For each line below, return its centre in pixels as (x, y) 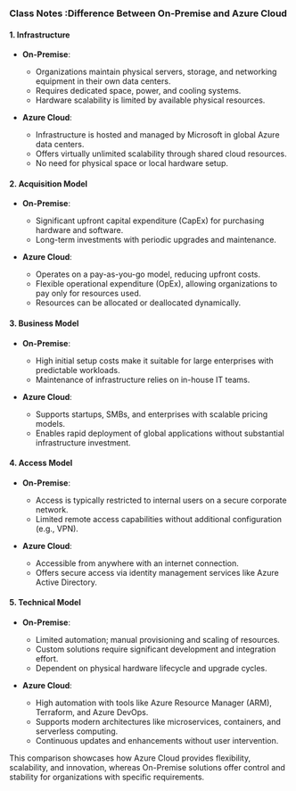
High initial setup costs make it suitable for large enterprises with (154, 361)
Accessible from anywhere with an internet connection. (137, 563)
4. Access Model (41, 463)
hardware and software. (79, 230)
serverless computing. (77, 731)
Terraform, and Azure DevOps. (92, 712)
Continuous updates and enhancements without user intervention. (157, 740)
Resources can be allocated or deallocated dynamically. (138, 303)
